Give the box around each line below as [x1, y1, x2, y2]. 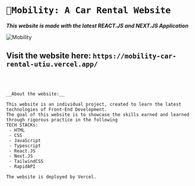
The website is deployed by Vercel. [6, 174, 97, 179]
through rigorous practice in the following [6, 117, 118, 123]
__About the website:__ [6, 91, 65, 97]
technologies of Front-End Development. [6, 106, 108, 113]
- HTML [8, 127, 25, 133]
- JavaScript [8, 137, 41, 143]
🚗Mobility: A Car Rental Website [6, 5, 171, 16]
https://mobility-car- [92, 52, 177, 60]
